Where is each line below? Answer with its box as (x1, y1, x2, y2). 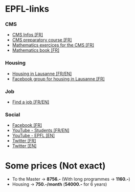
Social (5, 111, 21, 118)
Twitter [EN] (12, 143, 37, 149)
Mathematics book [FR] (12, 47, 60, 53)
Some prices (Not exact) (5, 160, 106, 171)
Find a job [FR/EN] (12, 99, 49, 105)
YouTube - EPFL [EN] (12, 133, 55, 138)
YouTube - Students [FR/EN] (12, 128, 69, 134)
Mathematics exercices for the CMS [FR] (12, 42, 94, 48)
